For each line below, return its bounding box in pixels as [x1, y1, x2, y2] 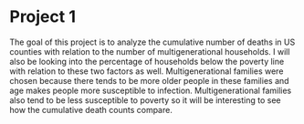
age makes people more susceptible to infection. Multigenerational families [9, 85, 292, 96]
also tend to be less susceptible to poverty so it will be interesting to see [9, 94, 281, 106]
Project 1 [9, 6, 76, 27]
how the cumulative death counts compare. [9, 104, 173, 115]
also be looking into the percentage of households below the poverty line [9, 56, 285, 67]
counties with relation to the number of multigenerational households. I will [9, 46, 290, 57]
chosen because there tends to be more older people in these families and [9, 75, 289, 86]
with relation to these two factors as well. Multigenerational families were [9, 66, 284, 77]
